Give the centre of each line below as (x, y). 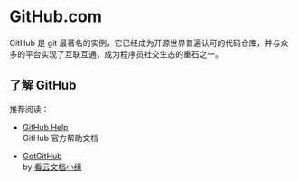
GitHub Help (45, 127)
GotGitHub (42, 156)
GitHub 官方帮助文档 (61, 138)
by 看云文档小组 (52, 167)
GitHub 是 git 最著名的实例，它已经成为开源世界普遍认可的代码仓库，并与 (145, 43)
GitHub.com (56, 17)
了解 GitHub (43, 86)
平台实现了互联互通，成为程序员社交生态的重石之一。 (124, 54)
